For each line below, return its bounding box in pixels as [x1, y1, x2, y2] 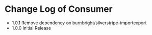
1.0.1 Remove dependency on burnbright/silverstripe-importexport [11, 20, 147, 26]
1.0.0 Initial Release [11, 25, 51, 31]
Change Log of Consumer [4, 3, 113, 15]
